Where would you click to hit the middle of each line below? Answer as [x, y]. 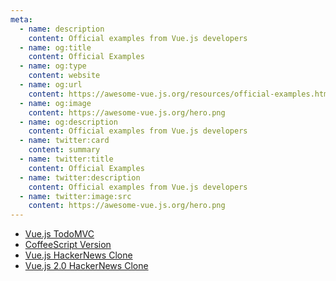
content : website [64, 76]
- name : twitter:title [66, 159]
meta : [21, 19]
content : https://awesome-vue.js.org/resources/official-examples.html [180, 94]
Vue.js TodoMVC [59, 234]
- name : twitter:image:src [75, 196]
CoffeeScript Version [68, 245]
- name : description [62, 29]
